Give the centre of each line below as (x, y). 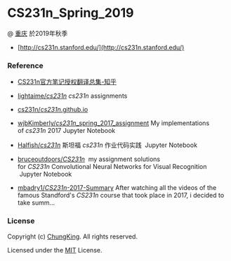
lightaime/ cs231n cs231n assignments (72, 96)
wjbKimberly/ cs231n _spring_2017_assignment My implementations (113, 123)
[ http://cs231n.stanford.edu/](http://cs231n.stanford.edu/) (101, 47)
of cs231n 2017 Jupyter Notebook (66, 131)
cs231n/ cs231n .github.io (53, 110)
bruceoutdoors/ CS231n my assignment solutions (88, 159)
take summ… (36, 203)
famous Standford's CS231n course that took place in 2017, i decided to (121, 196)
